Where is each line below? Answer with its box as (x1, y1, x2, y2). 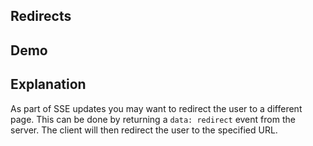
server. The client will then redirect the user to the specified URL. (10, 124, 278, 136)
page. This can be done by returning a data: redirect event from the (10, 113, 296, 125)
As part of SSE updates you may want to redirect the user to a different (10, 102, 303, 114)
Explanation (10, 76, 87, 93)
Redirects (10, 8, 72, 25)
